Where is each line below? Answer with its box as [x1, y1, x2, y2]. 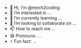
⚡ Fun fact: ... [9, 38, 37, 44]
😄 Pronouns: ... [9, 33, 42, 39]
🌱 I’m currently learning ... [9, 15, 62, 21]
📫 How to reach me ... [9, 26, 55, 31]
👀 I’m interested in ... [9, 10, 52, 16]
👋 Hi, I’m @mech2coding [9, 5, 60, 10]
